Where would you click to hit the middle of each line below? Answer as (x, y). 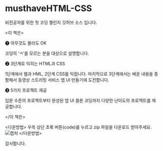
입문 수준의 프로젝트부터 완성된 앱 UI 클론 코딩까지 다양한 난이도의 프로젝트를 (78, 100)
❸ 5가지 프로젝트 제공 (26, 90)
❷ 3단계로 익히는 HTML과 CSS (35, 63)
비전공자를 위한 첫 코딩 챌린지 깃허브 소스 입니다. (51, 22)
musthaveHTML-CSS (49, 8)
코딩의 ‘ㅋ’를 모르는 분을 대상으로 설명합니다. (47, 53)
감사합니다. (16, 143)
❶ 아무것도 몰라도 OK (26, 43)
